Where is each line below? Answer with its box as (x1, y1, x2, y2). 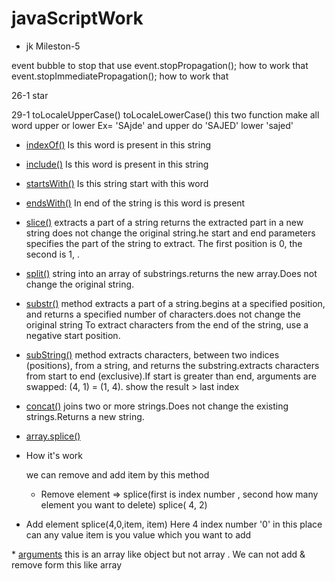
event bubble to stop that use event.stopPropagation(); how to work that (11, 59, 309, 71)
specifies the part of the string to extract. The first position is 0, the (25, 237, 303, 249)
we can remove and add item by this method (25, 468, 210, 481)
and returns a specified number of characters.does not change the (25, 308, 301, 320)
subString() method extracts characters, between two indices (25, 348, 280, 361)
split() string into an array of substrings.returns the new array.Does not (25, 267, 318, 279)
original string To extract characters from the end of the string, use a (25, 318, 309, 331)
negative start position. (25, 329, 121, 341)
